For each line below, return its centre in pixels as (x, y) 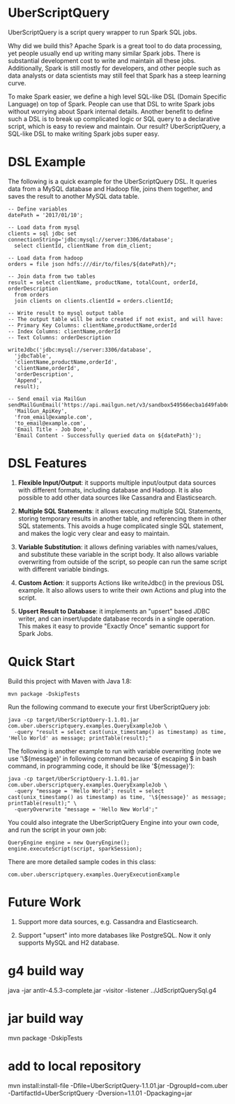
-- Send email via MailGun (47, 399)
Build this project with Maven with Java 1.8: (70, 681)
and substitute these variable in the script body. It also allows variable (118, 554)
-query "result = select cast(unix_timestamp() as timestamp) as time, (121, 732)
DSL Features (47, 463)
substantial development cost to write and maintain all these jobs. (102, 60)
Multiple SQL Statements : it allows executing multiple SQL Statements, (120, 511)
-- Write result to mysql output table (66, 313)
